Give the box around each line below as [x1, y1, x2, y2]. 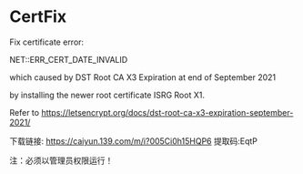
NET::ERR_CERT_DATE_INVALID [9, 54, 128, 65]
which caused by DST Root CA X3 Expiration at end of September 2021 [9, 71, 276, 83]
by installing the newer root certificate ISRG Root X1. [9, 89, 205, 100]
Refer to [9, 107, 39, 118]
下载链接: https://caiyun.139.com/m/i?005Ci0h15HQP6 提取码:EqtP [9, 135, 258, 147]
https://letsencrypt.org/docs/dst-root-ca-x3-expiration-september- [40, 107, 294, 118]
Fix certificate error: [9, 36, 85, 47]
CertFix [9, 6, 66, 27]
